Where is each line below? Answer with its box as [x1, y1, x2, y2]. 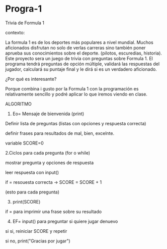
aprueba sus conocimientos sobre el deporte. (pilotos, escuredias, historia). [5, 50, 162, 56]
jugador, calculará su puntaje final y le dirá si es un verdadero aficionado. [5, 66, 157, 72]
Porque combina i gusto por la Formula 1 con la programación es [5, 85, 139, 91]
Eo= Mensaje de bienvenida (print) [12, 111, 85, 117]
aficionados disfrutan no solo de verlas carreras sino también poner [5, 44, 146, 51]
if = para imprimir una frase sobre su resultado [5, 208, 102, 215]
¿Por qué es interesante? [5, 76, 57, 82]
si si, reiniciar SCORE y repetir [5, 228, 67, 234]
